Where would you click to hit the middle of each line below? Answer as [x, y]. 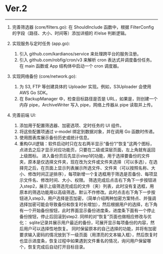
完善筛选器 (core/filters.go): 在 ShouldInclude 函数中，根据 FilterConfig [83, 27]
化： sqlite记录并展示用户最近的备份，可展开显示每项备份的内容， [85, 222]
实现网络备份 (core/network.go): [44, 76]
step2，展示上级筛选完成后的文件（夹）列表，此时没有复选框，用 [89, 186]
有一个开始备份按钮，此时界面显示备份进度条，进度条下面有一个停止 [87, 210]
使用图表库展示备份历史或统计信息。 [56, 137]
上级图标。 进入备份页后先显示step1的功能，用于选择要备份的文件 [85, 155]
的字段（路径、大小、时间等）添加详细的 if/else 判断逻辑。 [70, 33]
